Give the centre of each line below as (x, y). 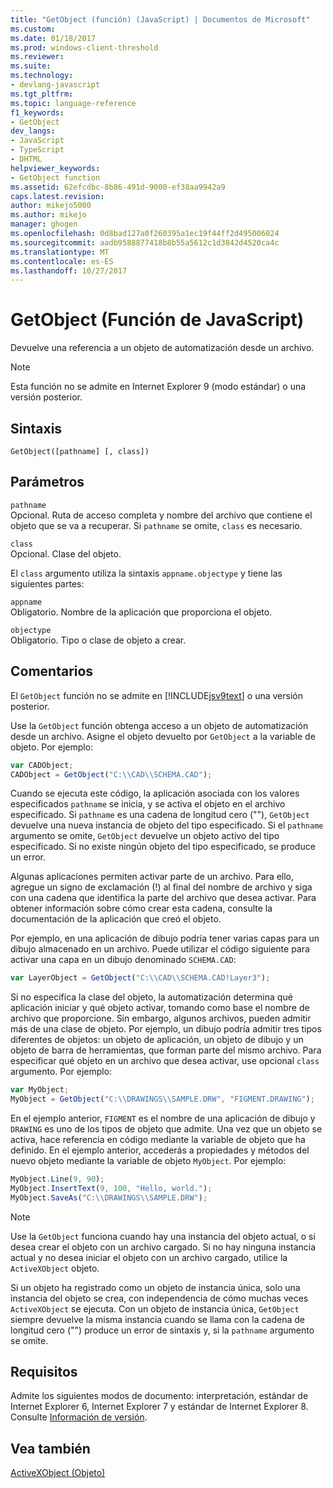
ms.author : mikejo (48, 215)
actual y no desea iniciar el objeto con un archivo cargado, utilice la (149, 1257)
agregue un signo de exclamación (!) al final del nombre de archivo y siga (161, 887)
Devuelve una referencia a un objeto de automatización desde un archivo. (162, 348)
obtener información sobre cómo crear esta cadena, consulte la (141, 908)
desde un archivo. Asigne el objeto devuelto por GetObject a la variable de (163, 736)
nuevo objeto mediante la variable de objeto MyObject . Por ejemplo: (148, 1160)
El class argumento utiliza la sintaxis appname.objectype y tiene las (146, 573)
